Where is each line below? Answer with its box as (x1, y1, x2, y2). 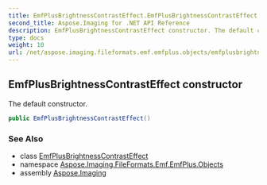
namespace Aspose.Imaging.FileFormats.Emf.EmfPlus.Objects (19, 160, 224, 169)
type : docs (8, 33, 44, 42)
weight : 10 (8, 41, 44, 49)
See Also (8, 133, 44, 144)
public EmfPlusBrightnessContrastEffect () (8, 114, 151, 122)
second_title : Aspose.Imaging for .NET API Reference (8, 19, 191, 27)
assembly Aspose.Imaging (19, 168, 107, 177)
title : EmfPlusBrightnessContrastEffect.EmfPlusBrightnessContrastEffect (8, 11, 258, 20)
